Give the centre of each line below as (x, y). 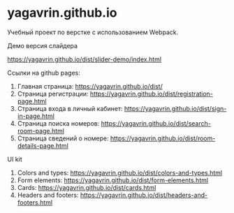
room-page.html (41, 131)
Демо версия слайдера (43, 45)
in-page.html (36, 116)
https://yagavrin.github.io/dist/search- (156, 123)
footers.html (35, 202)
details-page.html (43, 145)
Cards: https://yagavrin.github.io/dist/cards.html (87, 187)
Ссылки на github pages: (44, 73)
